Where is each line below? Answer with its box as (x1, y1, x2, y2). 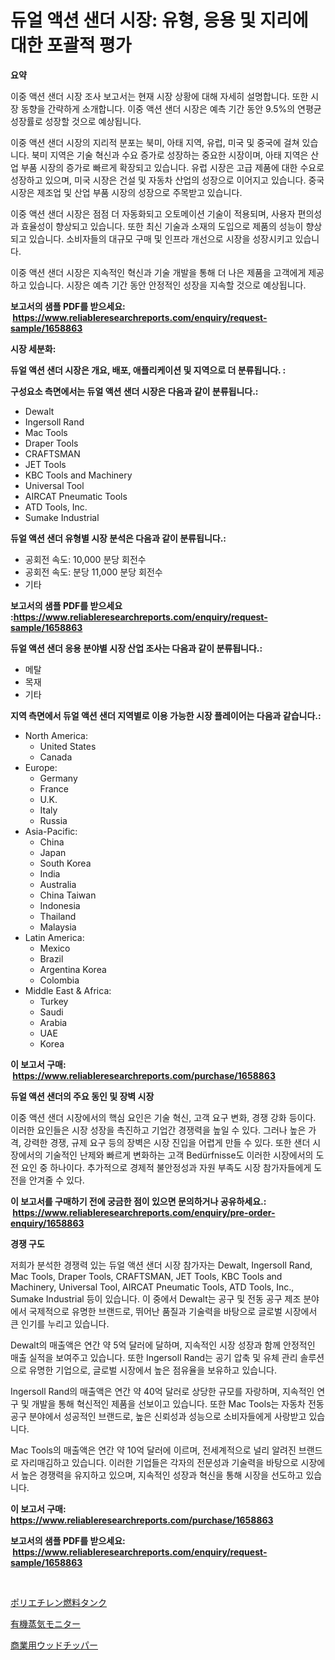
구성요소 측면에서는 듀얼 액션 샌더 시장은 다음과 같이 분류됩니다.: (10, 385, 259, 397)
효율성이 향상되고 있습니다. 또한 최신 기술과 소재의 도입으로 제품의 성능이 (20, 220, 304, 232)
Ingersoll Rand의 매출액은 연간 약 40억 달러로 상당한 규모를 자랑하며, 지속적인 (10, 1385, 315, 1397)
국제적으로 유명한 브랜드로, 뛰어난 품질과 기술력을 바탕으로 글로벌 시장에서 (28, 1305, 318, 1317)
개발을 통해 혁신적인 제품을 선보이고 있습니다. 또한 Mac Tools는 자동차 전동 (31, 1397, 325, 1410)
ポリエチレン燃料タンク (10, 1596, 107, 1608)
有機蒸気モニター (10, 1617, 81, 1630)
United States (39, 740, 97, 752)
